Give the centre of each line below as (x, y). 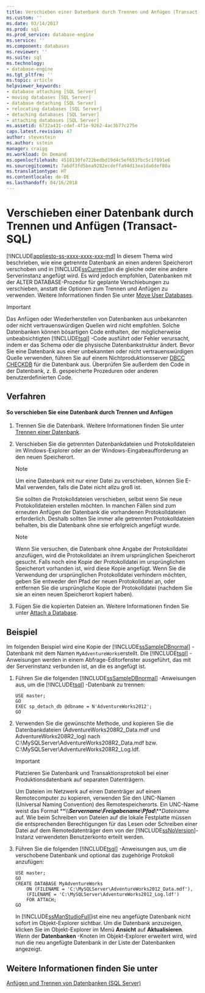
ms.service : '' (26, 40)
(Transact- (150, 226)
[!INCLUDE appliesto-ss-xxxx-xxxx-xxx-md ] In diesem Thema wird (89, 256)
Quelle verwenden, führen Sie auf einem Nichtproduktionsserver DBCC (95, 358)
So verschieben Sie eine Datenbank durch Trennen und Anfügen (90, 412)
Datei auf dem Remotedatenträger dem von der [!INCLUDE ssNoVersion (104, 831)
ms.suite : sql (24, 58)
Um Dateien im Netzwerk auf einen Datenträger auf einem (88, 792)
